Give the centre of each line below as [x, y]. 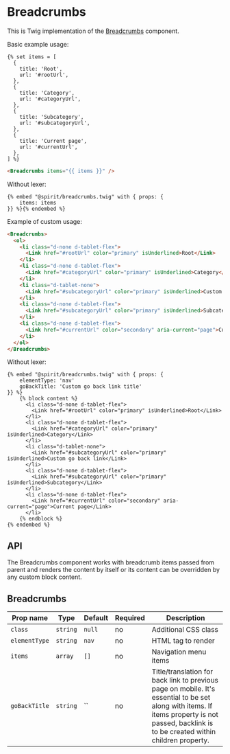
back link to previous [185, 681]
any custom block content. [44, 577]
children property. [181, 740]
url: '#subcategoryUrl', [55, 123]
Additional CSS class [185, 630]
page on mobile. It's [183, 689]
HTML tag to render [183, 641]
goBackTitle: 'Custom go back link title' [81, 387]
